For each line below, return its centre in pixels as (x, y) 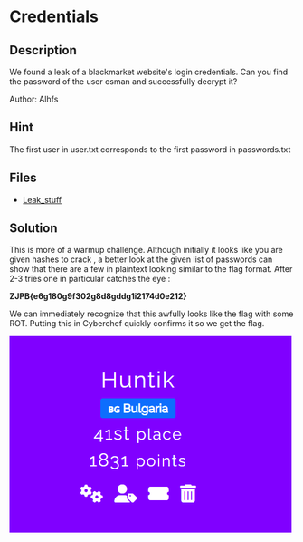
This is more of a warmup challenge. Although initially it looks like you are (146, 250)
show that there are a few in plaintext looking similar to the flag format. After (151, 269)
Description (43, 50)
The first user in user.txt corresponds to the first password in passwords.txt (150, 149)
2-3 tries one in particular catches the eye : (90, 279)
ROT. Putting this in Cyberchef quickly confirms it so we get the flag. (137, 324)
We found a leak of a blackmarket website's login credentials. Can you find (149, 72)
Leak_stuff (42, 199)
